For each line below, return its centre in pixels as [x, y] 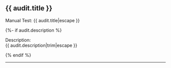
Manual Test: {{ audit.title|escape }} [42, 20]
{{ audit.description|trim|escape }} [41, 45]
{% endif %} [18, 55]
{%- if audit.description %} [34, 30]
